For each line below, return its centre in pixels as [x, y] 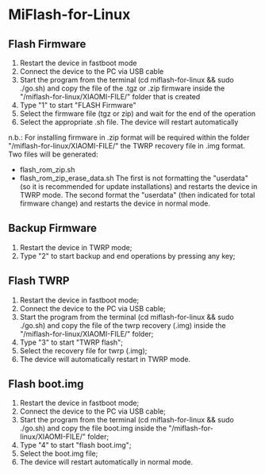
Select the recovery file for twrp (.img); [83, 350]
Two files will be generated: [53, 154]
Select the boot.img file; [59, 453]
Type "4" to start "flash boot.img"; [75, 445]
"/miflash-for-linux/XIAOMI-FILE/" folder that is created [110, 96]
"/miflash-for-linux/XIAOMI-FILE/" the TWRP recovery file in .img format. [127, 146]
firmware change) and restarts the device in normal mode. [115, 203]
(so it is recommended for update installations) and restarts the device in [138, 187]
